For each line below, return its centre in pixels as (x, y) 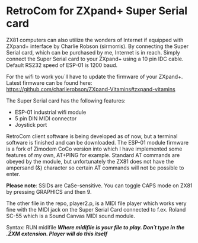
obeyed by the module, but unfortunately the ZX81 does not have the (90, 161)
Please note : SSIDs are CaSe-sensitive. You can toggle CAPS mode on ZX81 (99, 186)
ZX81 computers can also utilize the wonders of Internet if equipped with (95, 40)
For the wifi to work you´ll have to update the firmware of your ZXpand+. (95, 76)
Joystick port (31, 124)
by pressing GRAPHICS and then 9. (49, 191)
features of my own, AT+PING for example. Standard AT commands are (93, 155)
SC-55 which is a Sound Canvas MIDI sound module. (71, 216)
